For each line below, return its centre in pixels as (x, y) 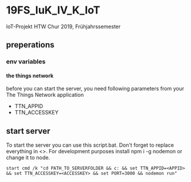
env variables (26, 62)
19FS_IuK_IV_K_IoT (53, 10)
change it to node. (28, 158)
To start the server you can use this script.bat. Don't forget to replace (90, 145)
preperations (30, 45)
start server (28, 131)
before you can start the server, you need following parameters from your (95, 89)
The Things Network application (45, 95)
